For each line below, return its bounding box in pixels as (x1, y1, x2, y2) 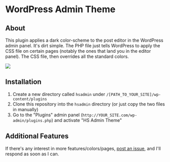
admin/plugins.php (12, 118, 52, 123)
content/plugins (12, 96, 47, 102)
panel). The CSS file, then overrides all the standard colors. (5, 53, 129, 59)
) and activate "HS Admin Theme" (51, 117, 122, 123)
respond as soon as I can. (5, 151, 59, 157)
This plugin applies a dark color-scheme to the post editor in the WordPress (5, 37, 163, 43)
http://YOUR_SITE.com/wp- (82, 113, 138, 118)
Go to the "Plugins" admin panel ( (12, 112, 83, 118)
